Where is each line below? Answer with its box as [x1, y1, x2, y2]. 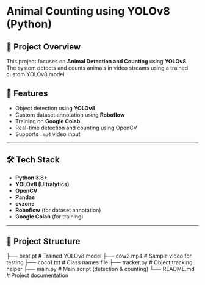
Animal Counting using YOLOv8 [6, 4, 171, 18]
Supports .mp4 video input [15, 130, 81, 138]
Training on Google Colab [15, 117, 81, 124]
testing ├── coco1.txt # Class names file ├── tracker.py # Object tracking [6, 259, 193, 266]
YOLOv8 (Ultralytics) [15, 180, 70, 187]
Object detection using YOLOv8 [15, 104, 96, 112]
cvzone [15, 200, 35, 207]
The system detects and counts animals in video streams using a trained [6, 64, 189, 71]
